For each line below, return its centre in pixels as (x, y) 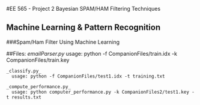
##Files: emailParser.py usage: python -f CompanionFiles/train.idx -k (92, 53)
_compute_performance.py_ (38, 86)
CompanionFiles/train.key (38, 60)
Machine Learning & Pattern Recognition (83, 27)
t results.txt (24, 97)
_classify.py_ (24, 71)
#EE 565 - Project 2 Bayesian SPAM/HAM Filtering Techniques (83, 9)
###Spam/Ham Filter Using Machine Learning (63, 42)
